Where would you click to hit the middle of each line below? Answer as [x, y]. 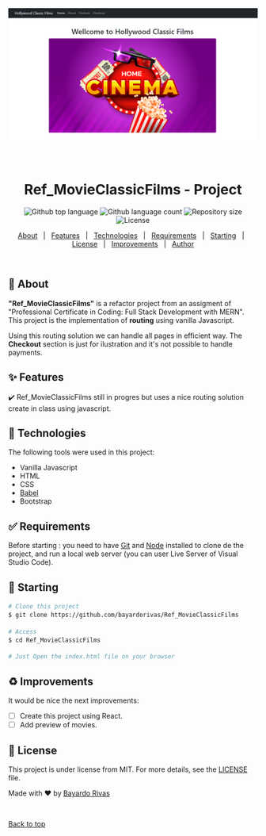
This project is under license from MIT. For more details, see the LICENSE [128, 769]
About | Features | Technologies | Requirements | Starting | [131, 236]
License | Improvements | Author [133, 244]
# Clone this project [44, 607]
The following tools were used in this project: [82, 452]
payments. [25, 352]
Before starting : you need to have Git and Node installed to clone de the [126, 546]
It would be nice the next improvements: [74, 700]
